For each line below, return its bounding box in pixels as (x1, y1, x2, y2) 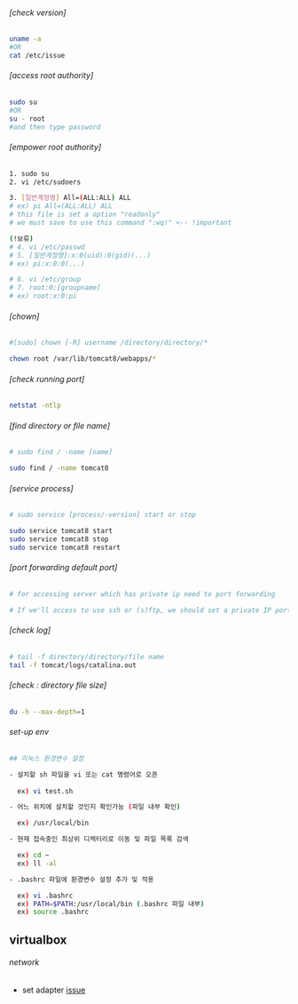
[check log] (9, 625, 51, 635)
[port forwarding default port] (9, 562, 118, 573)
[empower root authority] (9, 142, 102, 153)
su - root (9, 114, 46, 124)
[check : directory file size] (9, 680, 107, 690)
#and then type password (9, 123, 101, 131)
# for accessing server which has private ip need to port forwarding (9, 590, 276, 599)
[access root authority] (9, 70, 94, 81)
